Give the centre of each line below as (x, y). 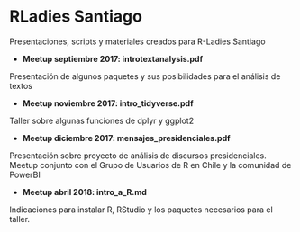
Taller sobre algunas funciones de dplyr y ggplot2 (102, 120)
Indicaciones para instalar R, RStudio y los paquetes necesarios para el (141, 210)
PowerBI (25, 174)
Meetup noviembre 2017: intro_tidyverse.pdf (108, 103)
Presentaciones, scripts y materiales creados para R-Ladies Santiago (137, 41)
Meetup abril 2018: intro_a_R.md (84, 192)
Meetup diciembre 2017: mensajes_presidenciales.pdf (127, 138)
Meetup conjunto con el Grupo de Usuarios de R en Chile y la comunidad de (150, 165)
